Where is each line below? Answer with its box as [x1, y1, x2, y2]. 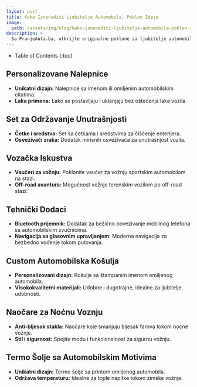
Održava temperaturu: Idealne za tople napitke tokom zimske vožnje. [14, 374, 183, 381]
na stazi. [14, 175, 35, 182]
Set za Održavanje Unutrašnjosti [6, 114, 127, 124]
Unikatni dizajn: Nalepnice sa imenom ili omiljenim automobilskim [14, 85, 174, 92]
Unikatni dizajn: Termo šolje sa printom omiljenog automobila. [14, 368, 165, 375]
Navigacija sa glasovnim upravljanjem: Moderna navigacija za [14, 233, 167, 240]
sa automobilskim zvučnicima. [14, 226, 88, 233]
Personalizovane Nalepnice [6, 69, 108, 79]
